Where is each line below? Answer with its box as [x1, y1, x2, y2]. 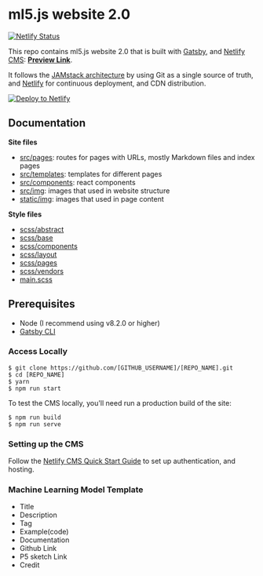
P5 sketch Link [19, 552, 68, 562]
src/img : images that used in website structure [19, 186, 170, 195]
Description [19, 510, 57, 519]
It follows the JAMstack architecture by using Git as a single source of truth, [8, 70, 254, 79]
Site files [8, 137, 38, 147]
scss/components [19, 241, 79, 250]
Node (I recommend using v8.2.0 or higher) [19, 318, 161, 327]
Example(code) [19, 527, 69, 537]
